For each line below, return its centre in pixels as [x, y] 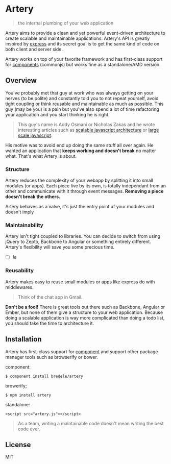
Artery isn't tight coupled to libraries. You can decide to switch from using [83, 236]
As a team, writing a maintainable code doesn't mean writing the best [91, 423]
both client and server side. [34, 49]
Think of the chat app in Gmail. [50, 297]
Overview [21, 80]
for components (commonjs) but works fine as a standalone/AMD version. [83, 64]
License [18, 445]
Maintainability [24, 225]
